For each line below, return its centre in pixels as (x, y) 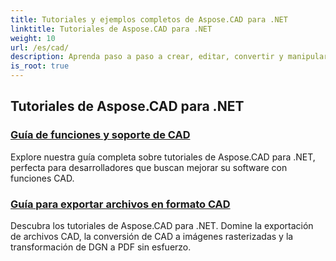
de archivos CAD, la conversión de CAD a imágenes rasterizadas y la (152, 236)
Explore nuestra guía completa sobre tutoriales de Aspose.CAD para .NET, (163, 157)
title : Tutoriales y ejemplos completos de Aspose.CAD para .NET (149, 19)
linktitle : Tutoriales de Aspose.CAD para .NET (111, 29)
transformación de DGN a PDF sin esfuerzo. (101, 247)
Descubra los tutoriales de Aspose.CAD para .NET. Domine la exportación (162, 225)
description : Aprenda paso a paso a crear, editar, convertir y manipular (169, 57)
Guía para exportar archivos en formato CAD (120, 204)
